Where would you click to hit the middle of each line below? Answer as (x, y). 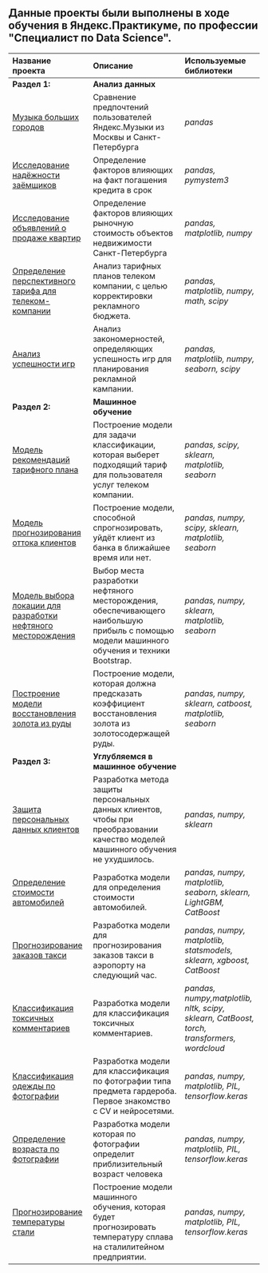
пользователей (122, 117)
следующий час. (125, 975)
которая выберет (126, 455)
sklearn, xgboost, (217, 960)
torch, (196, 1028)
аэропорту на (119, 965)
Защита (27, 809)
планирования (121, 368)
